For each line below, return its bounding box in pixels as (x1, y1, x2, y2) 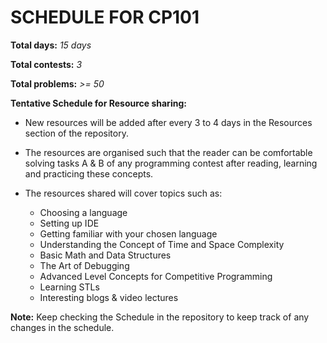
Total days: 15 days (10, 39, 92, 51)
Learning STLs (39, 281, 100, 293)
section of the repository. (24, 127, 129, 139)
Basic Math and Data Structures (39, 249, 172, 261)
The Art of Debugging (39, 259, 130, 271)
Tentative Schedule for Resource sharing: (10, 97, 187, 109)
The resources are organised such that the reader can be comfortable (24, 146, 313, 158)
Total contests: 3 (10, 58, 83, 70)
